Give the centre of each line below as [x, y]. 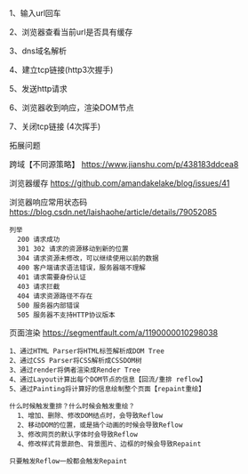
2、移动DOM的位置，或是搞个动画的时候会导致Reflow [100, 425]
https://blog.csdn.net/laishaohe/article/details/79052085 [113, 212]
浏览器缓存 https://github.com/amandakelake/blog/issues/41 [120, 183]
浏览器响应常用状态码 [48, 202]
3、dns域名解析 [38, 51]
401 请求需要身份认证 [52, 277]
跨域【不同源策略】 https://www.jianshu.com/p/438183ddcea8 [124, 164]
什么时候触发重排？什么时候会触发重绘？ [72, 406]
